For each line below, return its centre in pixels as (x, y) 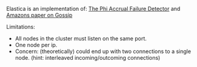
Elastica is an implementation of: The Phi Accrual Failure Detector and (93, 9)
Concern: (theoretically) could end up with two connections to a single (103, 51)
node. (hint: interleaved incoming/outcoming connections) (88, 58)
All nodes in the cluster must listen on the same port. (81, 38)
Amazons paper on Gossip (39, 15)
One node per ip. (36, 45)
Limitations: (21, 27)
